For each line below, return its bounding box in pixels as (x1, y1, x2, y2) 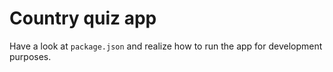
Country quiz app (9, 7, 157, 30)
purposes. (9, 50, 52, 62)
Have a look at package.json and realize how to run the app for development (9, 40, 323, 52)
